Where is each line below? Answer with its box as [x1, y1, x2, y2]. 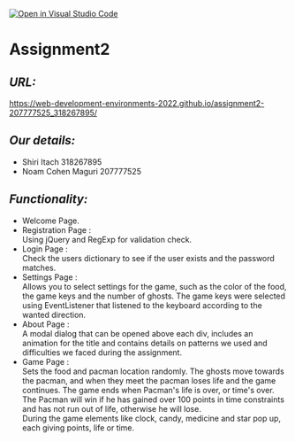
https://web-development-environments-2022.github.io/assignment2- [9, 98, 265, 108]
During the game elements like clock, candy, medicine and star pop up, [21, 413, 281, 423]
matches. [21, 262, 57, 273]
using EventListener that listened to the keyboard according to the [21, 299, 262, 310]
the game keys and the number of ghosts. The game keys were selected [21, 291, 285, 301]
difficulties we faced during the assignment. [21, 346, 183, 358]
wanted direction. [21, 309, 87, 320]
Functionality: [9, 191, 88, 207]
